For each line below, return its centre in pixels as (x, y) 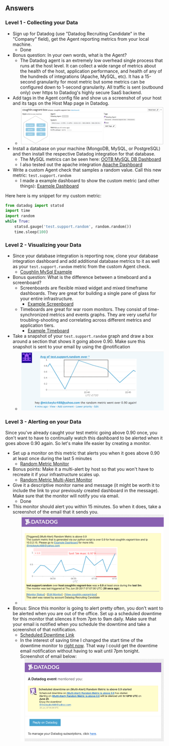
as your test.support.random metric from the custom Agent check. (81, 267)
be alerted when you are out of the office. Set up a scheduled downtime (87, 614)
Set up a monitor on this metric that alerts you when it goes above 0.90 (86, 453)
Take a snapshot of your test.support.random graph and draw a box (83, 336)
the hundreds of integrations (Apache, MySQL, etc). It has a (82, 76)
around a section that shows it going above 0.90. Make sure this (79, 341)
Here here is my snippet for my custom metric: (53, 195)
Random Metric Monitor (45, 464)
